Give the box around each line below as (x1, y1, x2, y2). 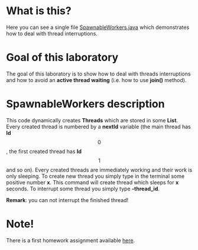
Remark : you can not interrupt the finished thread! (6, 196, 129, 203)
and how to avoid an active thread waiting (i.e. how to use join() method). (6, 76, 187, 83)
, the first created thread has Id (6, 148, 82, 155)
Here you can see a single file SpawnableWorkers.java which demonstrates (6, 24, 190, 31)
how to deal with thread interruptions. (6, 30, 98, 37)
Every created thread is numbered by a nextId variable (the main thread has (6, 123, 191, 130)
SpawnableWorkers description (6, 98, 165, 111)
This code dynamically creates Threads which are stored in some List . (6, 116, 178, 124)
